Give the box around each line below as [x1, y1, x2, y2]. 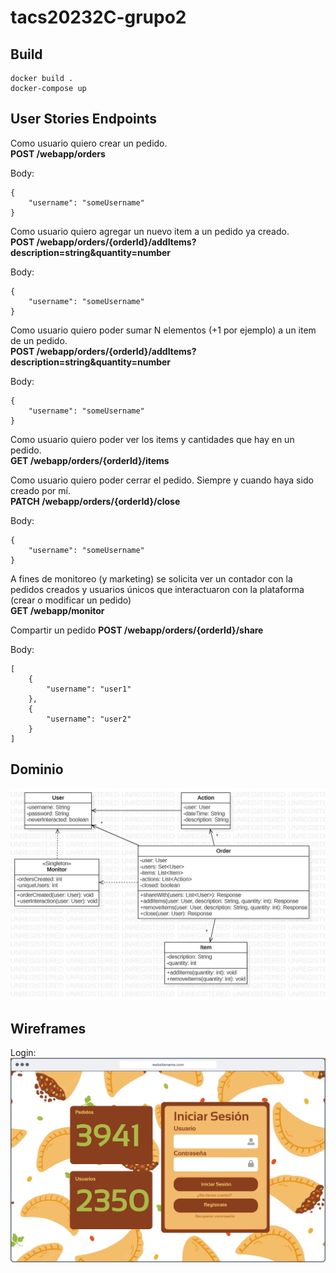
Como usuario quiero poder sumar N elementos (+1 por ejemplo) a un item [10, 324, 317, 336]
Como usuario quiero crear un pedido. [10, 137, 168, 149]
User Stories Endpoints [10, 111, 158, 128]
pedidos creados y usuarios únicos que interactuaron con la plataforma [10, 583, 305, 595]
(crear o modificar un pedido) [10, 594, 132, 606]
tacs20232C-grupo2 [10, 6, 187, 29]
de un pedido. [10, 334, 68, 346]
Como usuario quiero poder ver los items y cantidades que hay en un [10, 433, 295, 445]
